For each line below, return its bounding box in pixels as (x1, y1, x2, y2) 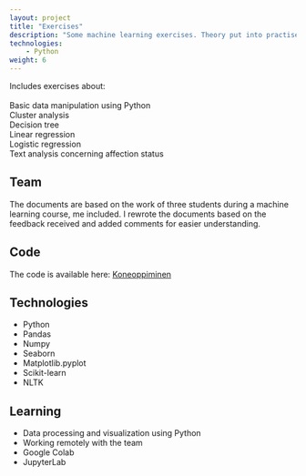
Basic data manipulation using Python (9, 100, 151, 110)
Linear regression (9, 129, 76, 139)
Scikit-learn (22, 368, 66, 379)
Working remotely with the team (22, 438, 143, 449)
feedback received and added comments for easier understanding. (9, 218, 261, 228)
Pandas (22, 329, 52, 339)
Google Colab (22, 447, 75, 458)
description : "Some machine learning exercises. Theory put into (9, 30, 262, 39)
